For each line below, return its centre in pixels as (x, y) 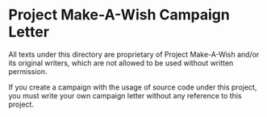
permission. (28, 71)
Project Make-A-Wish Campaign (119, 15)
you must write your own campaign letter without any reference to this (125, 95)
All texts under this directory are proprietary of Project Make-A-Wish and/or (134, 54)
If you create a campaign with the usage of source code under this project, (133, 87)
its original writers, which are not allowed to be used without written (121, 63)
